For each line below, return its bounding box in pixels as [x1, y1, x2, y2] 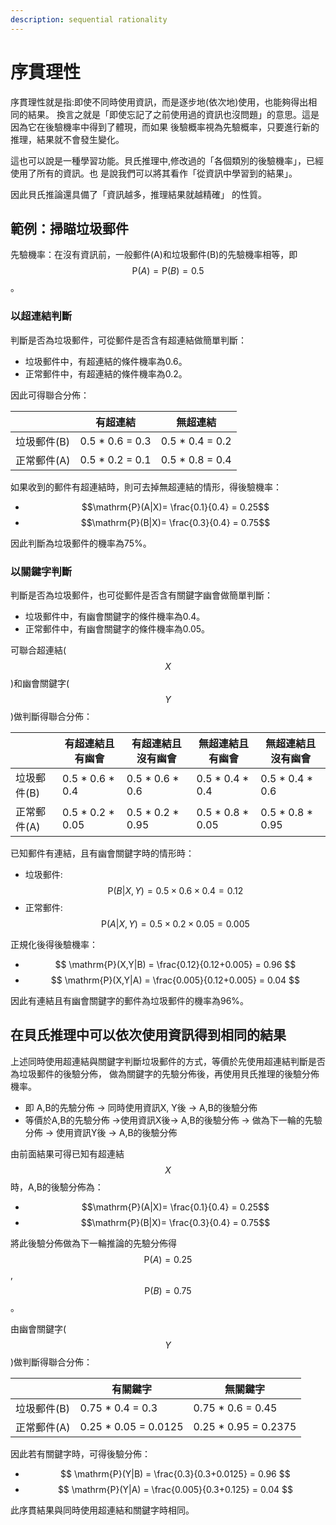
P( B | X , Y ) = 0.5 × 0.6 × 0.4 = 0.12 [107, 884, 244, 896]
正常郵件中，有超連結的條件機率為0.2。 [24, 367, 188, 380]
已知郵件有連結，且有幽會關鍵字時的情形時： [10, 847, 195, 859]
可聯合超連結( [10, 644, 67, 656]
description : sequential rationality [10, 14, 168, 25]
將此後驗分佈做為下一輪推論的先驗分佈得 [10, 1237, 177, 1249]
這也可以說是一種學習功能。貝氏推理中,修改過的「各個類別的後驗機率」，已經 [10, 154, 325, 166]
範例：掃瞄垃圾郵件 [10, 220, 129, 237]
